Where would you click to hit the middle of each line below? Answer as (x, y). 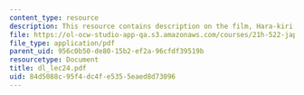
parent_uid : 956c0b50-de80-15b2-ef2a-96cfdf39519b (107, 52)
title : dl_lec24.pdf (48, 69)
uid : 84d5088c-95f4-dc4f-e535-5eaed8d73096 (93, 77)
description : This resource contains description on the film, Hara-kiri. (153, 26)
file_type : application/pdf (62, 43)
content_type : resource (54, 18)
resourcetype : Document (54, 60)
